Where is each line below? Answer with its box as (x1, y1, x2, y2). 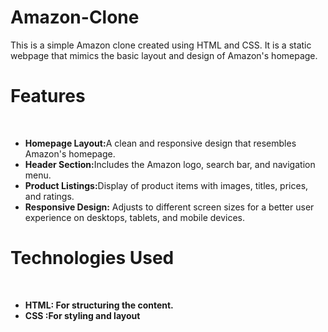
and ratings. (24, 190, 75, 202)
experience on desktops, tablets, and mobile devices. (24, 211, 246, 223)
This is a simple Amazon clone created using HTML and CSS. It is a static (10, 39, 312, 51)
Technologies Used (10, 247, 175, 270)
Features (10, 85, 86, 108)
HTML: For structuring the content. (24, 299, 174, 311)
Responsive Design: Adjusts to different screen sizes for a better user (24, 201, 315, 213)
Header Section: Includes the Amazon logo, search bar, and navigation (24, 158, 316, 170)
